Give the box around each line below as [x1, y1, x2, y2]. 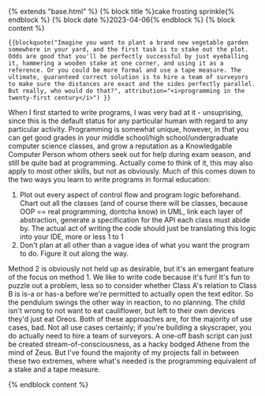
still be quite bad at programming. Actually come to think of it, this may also [8, 158, 253, 167]
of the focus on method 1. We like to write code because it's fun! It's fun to [8, 272, 251, 282]
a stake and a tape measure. [8, 364, 101, 374]
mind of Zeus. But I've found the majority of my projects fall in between [8, 348, 239, 357]
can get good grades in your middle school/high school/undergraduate [8, 133, 239, 142]
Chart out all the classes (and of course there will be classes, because [19, 199, 248, 207]
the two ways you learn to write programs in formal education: [8, 175, 211, 184]
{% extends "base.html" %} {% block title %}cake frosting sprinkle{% [8, 7, 235, 16]
